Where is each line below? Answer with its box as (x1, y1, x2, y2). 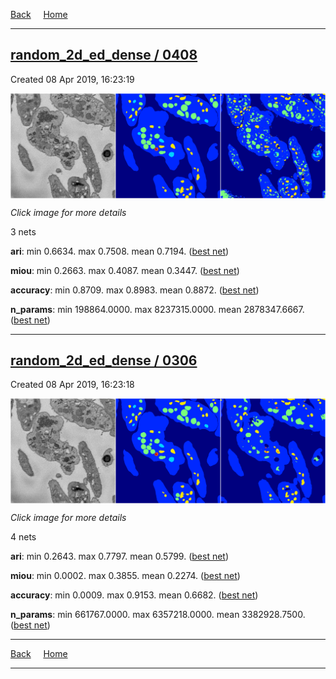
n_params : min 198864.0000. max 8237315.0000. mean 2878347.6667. (10, 303, 305, 315)
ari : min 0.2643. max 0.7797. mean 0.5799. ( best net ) (10, 550, 230, 563)
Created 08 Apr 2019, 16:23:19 (10, 73, 135, 85)
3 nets (10, 225, 37, 238)
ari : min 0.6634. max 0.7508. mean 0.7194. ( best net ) (10, 245, 230, 257)
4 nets (10, 531, 37, 543)
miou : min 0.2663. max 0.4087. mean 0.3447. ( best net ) (10, 264, 240, 276)
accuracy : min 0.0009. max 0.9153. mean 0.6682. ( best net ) (10, 589, 259, 601)
